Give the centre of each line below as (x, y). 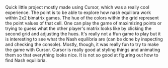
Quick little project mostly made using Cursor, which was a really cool (77, 7)
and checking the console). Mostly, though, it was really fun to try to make (82, 44)
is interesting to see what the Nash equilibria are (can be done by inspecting (84, 39)
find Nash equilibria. (26, 60)
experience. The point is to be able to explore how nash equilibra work (78, 12)
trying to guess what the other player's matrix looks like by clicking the (78, 28)
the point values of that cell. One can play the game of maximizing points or (83, 23)
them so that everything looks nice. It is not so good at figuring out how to (82, 55)
